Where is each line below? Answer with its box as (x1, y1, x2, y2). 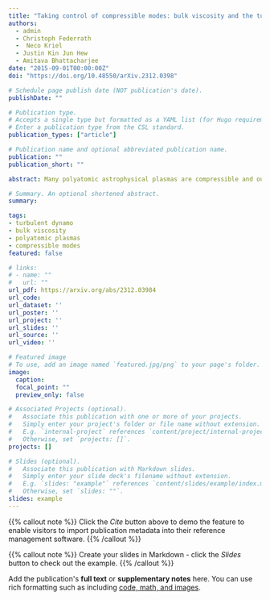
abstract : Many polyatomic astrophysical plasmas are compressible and (8, 175, 253, 183)
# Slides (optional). (8, 457, 81, 465)
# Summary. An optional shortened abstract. (8, 190, 160, 198)
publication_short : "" (8, 160, 84, 169)
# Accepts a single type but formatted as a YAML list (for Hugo (8, 116, 231, 124)
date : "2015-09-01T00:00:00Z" (8, 65, 110, 73)
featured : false (8, 249, 63, 257)
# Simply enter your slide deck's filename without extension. (8, 473, 231, 481)
